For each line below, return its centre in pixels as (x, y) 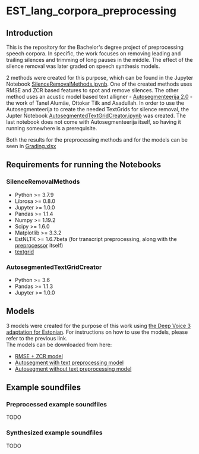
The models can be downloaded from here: (59, 345)
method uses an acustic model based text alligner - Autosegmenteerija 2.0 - (99, 97)
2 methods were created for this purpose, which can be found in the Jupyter (100, 78)
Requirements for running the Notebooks (84, 165)
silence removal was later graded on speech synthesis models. (83, 66)
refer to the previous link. (37, 338)
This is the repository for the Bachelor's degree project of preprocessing (95, 47)
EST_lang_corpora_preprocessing (91, 11)
